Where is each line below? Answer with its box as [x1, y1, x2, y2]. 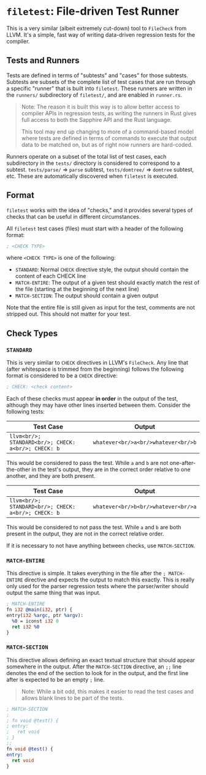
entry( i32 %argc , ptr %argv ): [6, 613, 84, 619]
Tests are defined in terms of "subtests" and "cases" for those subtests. [6, 72, 188, 79]
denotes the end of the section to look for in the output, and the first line [6, 669, 189, 676]
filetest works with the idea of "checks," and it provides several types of [6, 206, 193, 214]
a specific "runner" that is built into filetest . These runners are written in [6, 85, 193, 92]
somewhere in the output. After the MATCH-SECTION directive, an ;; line [6, 663, 182, 670]
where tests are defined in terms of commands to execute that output [21, 134, 197, 142]
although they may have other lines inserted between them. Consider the [6, 401, 191, 409]
